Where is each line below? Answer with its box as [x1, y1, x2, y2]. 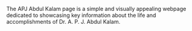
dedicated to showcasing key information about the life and [6, 12, 156, 19]
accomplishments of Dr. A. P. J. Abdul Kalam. [6, 18, 121, 25]
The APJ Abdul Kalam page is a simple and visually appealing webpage [6, 5, 186, 12]
